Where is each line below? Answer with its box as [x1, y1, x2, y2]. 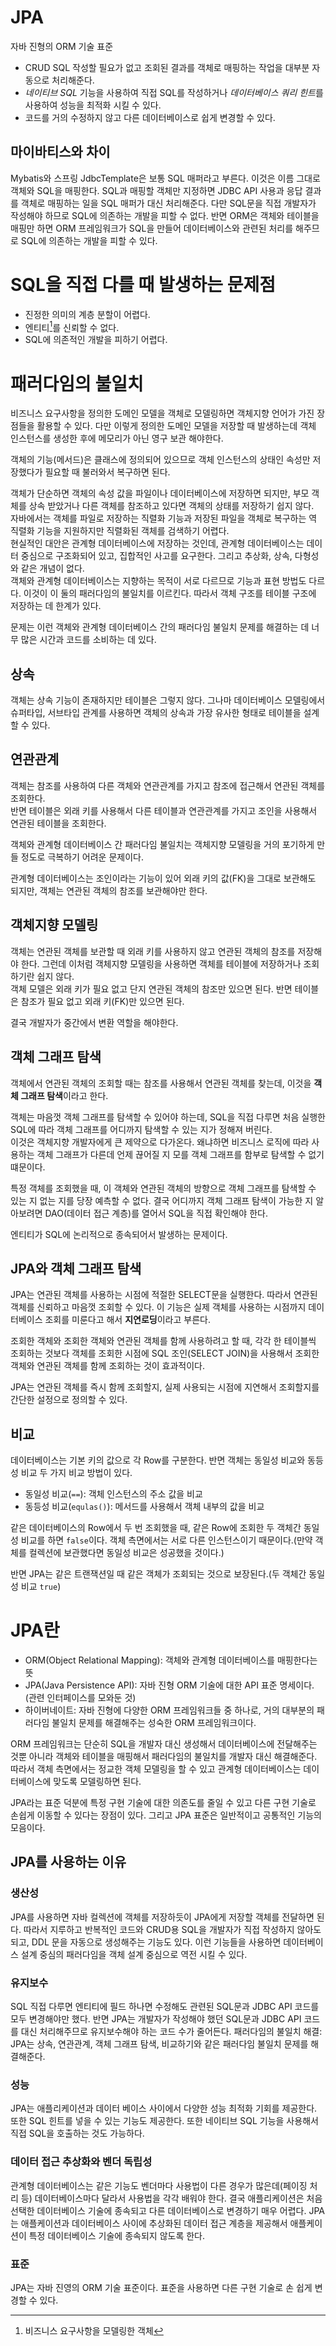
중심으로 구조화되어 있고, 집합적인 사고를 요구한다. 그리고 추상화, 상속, [20, 550, 293, 562]
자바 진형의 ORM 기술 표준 [10, 40, 114, 52]
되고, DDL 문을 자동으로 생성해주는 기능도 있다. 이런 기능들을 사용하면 [10, 1936, 282, 1948]
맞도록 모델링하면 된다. [53, 1776, 142, 1788]
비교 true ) [20, 1581, 62, 1593]
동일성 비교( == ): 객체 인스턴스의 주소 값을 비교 [24, 1488, 203, 1500]
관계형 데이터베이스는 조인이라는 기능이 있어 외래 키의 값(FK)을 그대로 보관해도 [10, 872, 317, 884]
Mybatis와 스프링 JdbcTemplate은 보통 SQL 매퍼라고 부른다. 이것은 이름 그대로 [10, 172, 321, 184]
